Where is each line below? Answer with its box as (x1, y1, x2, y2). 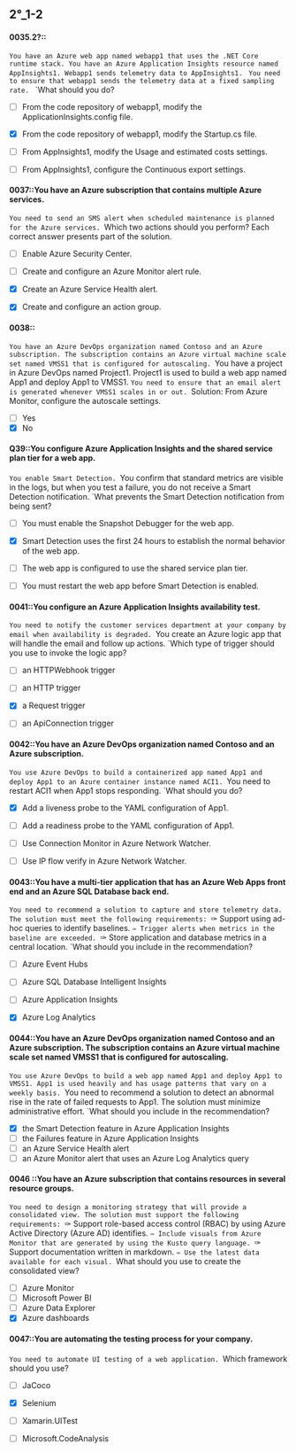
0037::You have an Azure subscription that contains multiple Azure (9, 185, 262, 196)
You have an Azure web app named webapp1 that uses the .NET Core (9, 51, 259, 60)
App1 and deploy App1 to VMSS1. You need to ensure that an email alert (9, 377, 281, 387)
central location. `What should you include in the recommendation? (9, 942, 254, 952)
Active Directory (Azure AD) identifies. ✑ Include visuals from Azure (9, 1228, 262, 1238)
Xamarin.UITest (21, 1415, 78, 1425)
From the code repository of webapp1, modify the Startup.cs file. (21, 128, 258, 139)
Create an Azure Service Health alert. (21, 283, 159, 295)
